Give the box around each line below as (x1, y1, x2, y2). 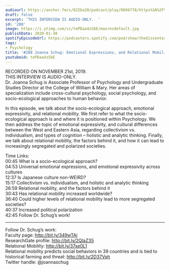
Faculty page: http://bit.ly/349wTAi (5, 232, 77, 239)
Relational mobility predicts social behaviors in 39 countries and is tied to (5, 248, 158, 254)
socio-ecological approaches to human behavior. (5, 95, 108, 102)
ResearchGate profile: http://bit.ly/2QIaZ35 (5, 238, 94, 244)
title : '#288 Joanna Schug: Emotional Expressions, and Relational (5, 50, 151, 55)
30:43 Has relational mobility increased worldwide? (5, 191, 112, 197)
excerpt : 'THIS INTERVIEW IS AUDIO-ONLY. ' (5, 17, 101, 22)
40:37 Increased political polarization (5, 207, 82, 213)
